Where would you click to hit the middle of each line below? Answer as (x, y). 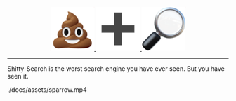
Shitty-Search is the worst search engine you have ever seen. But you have (116, 69)
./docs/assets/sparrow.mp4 (47, 90)
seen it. (18, 76)
